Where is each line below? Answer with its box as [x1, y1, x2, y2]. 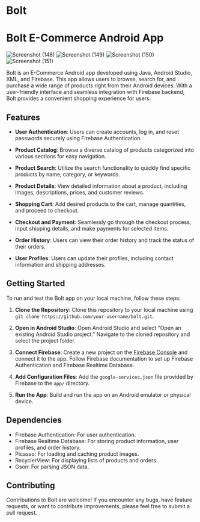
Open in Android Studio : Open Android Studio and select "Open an [14, 324, 181, 331]
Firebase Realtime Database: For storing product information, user [14, 437, 179, 444]
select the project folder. [14, 337, 76, 344]
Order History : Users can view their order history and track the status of [14, 236, 195, 244]
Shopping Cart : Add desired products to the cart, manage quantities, [14, 200, 186, 208]
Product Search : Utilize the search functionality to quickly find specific [14, 164, 191, 172]
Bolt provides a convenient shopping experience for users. [6, 95, 151, 102]
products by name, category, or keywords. [14, 170, 120, 178]
